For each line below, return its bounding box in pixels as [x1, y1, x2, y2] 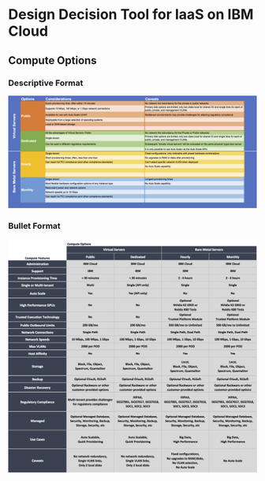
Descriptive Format [8, 77, 84, 88]
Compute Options [8, 54, 97, 67]
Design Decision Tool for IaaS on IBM [8, 6, 254, 24]
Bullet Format [8, 221, 61, 232]
